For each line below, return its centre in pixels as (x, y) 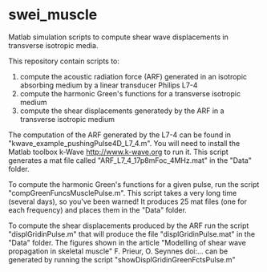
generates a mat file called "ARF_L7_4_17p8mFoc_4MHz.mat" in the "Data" (130, 160)
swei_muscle (53, 15)
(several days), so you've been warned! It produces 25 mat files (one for (127, 201)
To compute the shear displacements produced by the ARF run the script (129, 225)
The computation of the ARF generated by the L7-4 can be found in (119, 135)
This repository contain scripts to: (64, 61)
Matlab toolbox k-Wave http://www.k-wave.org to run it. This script (118, 152)
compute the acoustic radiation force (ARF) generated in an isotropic (133, 76)
